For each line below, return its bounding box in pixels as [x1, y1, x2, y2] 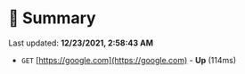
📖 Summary [8, 8, 96, 29]
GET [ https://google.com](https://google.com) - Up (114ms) [20, 54, 237, 65]
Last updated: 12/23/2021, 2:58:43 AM [8, 37, 153, 48]
